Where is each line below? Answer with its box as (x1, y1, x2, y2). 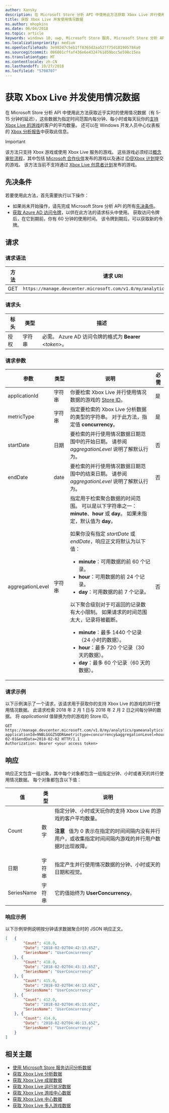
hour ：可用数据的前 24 (78, 573, 133, 580)
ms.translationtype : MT (5, 54, 55, 60)
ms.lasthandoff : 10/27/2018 (5, 64, 64, 69)
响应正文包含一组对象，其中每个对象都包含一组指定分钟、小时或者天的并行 (5, 770, 159, 776)
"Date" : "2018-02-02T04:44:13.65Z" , (23, 983, 100, 988)
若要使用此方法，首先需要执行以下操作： (5, 192, 89, 198)
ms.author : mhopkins (5, 21, 49, 27)
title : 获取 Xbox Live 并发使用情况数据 (5, 17, 83, 22)
